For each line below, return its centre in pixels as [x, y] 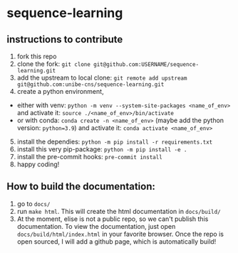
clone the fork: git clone [53, 64]
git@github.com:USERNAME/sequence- [146, 65]
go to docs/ [33, 203]
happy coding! [38, 164]
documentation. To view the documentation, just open [96, 226]
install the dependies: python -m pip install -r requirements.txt [115, 141]
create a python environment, [60, 91]
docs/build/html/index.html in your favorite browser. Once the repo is [120, 234]
